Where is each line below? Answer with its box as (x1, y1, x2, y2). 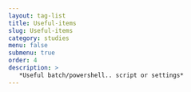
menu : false (8, 42, 48, 50)
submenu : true (8, 49, 56, 57)
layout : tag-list (8, 11, 66, 20)
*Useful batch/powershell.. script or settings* (18, 71, 184, 79)
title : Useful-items (8, 19, 78, 27)
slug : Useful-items (8, 26, 74, 34)
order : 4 (8, 57, 38, 65)
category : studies (8, 34, 70, 42)
